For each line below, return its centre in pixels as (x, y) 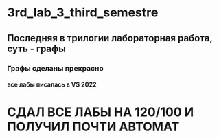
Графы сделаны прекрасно (56, 68)
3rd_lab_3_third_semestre (83, 13)
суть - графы (37, 48)
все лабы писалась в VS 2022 (52, 84)
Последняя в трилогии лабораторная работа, (110, 38)
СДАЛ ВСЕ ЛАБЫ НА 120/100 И (101, 112)
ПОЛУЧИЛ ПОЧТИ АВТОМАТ (93, 127)
